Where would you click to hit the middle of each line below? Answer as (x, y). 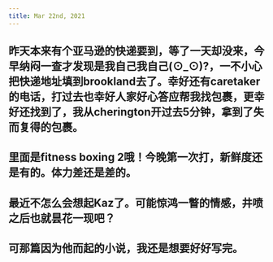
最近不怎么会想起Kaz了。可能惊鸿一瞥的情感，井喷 (136, 203)
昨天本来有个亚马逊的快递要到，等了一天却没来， (131, 51)
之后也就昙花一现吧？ (62, 218)
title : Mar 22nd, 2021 (47, 16)
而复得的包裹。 (46, 127)
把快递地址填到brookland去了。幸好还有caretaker (134, 82)
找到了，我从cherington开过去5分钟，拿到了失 (147, 112)
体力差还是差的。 (93, 173)
